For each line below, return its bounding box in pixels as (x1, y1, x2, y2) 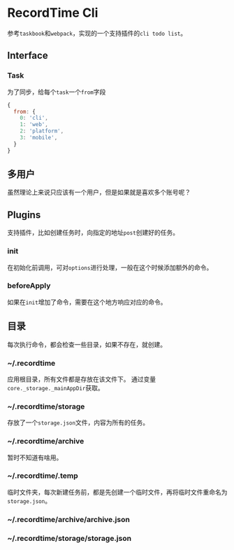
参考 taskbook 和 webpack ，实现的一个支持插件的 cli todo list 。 (7, 29, 187, 37)
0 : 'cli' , (20, 114, 49, 122)
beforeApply (7, 281, 51, 291)
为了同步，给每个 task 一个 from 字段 (7, 88, 106, 96)
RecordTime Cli (7, 5, 98, 21)
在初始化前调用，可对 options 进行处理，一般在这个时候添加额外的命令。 (7, 263, 213, 271)
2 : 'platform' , (20, 128, 64, 135)
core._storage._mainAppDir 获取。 (7, 383, 104, 392)
